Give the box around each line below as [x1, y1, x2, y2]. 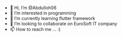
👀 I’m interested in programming [9, 10, 76, 16]
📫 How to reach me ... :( [9, 26, 61, 32]
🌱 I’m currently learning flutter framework [9, 15, 95, 21]
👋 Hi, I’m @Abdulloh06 [9, 5, 56, 10]
